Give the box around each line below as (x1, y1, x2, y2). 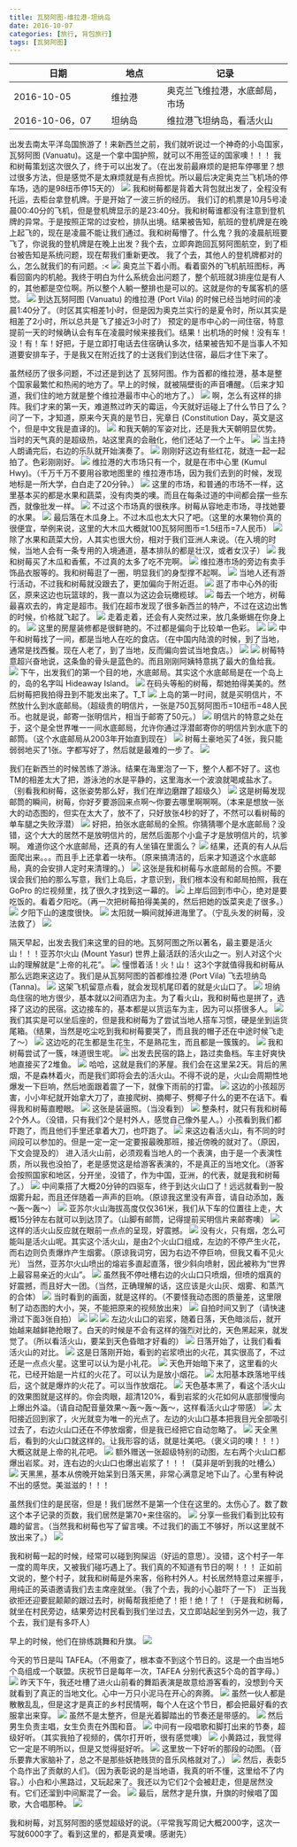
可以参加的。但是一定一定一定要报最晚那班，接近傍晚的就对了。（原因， (24, 1137, 285, 1147)
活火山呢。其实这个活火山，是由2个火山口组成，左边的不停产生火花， (32, 1237, 286, 1247)
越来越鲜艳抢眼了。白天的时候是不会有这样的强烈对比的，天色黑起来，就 (16, 1325, 280, 1336)
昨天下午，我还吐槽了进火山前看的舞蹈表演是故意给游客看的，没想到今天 (19, 1677, 284, 1688)
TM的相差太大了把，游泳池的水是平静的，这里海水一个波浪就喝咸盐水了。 (9, 774, 277, 785)
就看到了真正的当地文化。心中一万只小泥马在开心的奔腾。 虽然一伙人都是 (9, 1688, 286, 1699)
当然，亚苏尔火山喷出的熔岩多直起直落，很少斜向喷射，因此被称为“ (26, 1259, 271, 1269)
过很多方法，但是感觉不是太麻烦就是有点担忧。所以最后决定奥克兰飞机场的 (9, 172, 280, 182)
